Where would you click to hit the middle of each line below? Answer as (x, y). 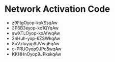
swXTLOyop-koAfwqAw (36, 33)
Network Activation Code (57, 9)
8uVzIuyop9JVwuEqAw (35, 43)
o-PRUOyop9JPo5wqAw (37, 49)
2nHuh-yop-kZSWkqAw (36, 38)
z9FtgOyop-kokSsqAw (34, 23)
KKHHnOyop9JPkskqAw (36, 54)
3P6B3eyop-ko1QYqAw (35, 28)
